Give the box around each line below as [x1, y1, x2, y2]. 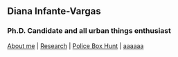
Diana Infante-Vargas [7, 5, 102, 17]
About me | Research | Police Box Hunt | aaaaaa [7, 41, 144, 50]
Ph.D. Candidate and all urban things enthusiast [7, 26, 171, 36]
